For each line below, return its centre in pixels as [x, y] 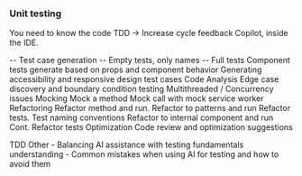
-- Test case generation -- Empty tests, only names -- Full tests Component [150, 60]
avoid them [30, 164]
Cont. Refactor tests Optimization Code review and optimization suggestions [151, 127]
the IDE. [24, 42]
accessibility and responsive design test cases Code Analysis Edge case [144, 79]
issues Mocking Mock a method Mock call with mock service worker [137, 98]
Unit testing [36, 14]
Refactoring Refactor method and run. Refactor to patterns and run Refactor [150, 108]
